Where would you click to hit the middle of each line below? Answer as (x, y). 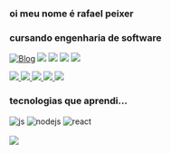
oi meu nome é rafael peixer (71, 14)
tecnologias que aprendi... (69, 101)
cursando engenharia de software (85, 37)
